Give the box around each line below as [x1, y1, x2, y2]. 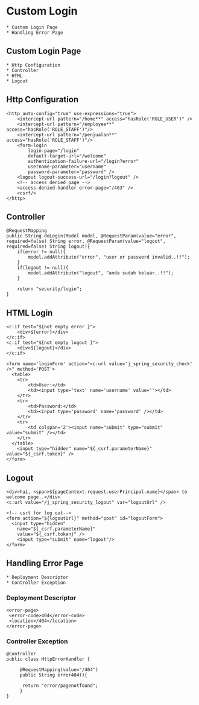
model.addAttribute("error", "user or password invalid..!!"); [28, 254, 190, 260]
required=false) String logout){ [6, 243, 90, 250]
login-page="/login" [28, 147, 80, 154]
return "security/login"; [17, 286, 83, 292]
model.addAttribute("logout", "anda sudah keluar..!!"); [28, 270, 174, 276]
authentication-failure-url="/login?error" [28, 158, 139, 164]
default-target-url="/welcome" [28, 153, 107, 159]
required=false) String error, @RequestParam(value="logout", [6, 238, 166, 245]
